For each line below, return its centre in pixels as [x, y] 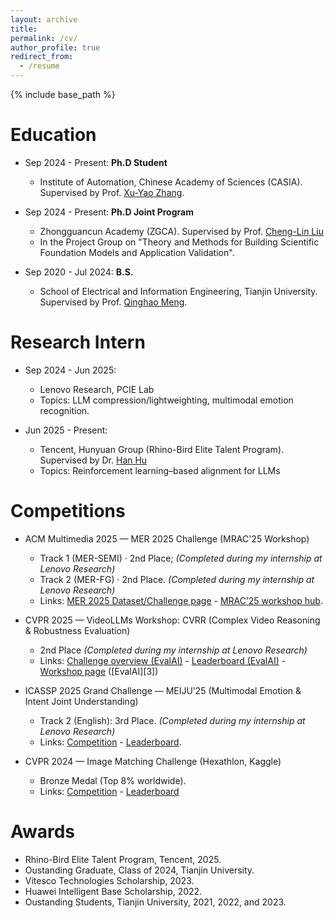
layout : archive [44, 19]
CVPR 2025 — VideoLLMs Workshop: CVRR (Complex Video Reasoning [172, 620]
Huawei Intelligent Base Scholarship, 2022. [113, 891]
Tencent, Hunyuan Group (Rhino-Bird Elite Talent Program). [162, 449]
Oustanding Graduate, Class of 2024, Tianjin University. [139, 870]
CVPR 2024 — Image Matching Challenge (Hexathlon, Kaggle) [153, 761]
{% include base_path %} [63, 94]
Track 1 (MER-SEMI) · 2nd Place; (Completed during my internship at [181, 558]
